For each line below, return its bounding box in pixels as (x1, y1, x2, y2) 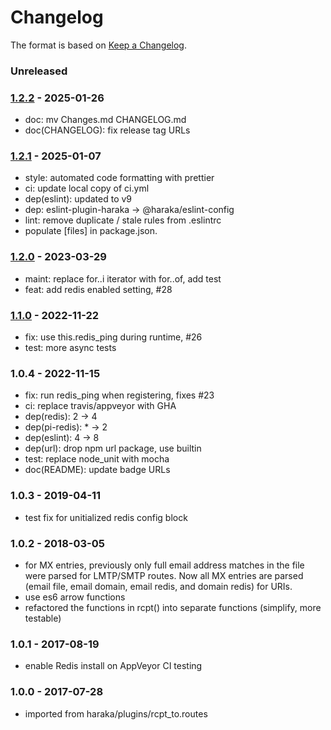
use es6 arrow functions (24, 591, 126, 603)
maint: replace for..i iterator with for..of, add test (24, 272, 222, 285)
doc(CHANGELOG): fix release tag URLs (24, 124, 191, 136)
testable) (24, 612, 62, 624)
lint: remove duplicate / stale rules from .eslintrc (24, 214, 222, 226)
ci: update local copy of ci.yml (24, 182, 150, 195)
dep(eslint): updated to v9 (24, 193, 133, 205)
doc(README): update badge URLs (24, 464, 171, 476)
